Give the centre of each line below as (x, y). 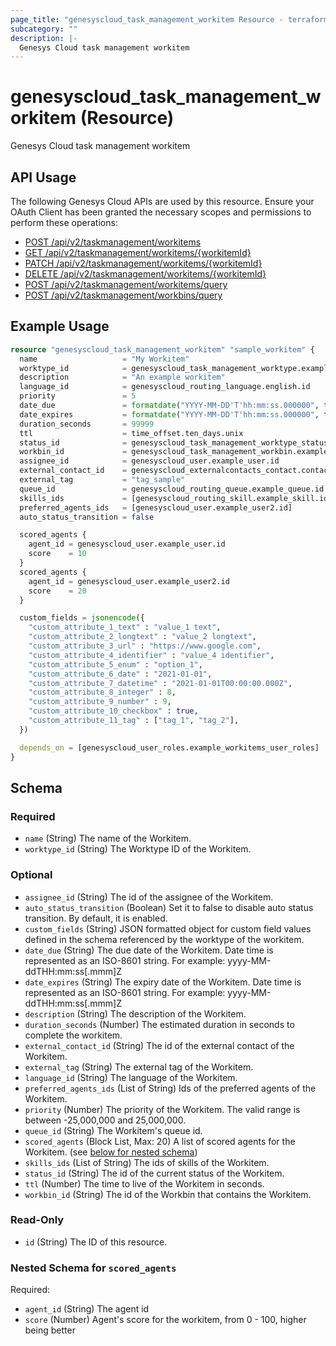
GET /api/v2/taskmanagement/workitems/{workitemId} (138, 252)
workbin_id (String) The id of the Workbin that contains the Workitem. (168, 1194)
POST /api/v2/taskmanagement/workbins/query (123, 295)
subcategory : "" (44, 29)
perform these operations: (64, 222)
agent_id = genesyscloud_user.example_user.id (127, 544)
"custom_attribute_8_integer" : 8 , (102, 692)
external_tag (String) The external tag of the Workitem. (139, 1067)
